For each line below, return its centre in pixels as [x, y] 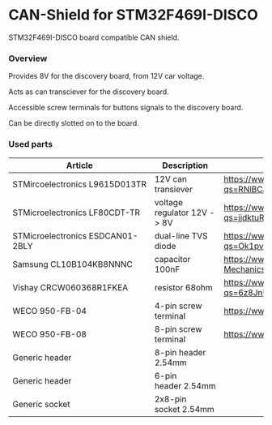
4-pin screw [178, 306]
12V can [171, 178]
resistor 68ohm [183, 287]
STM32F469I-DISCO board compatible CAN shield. [94, 37]
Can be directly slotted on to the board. [74, 123]
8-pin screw [178, 328]
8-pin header [180, 352]
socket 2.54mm [184, 409]
